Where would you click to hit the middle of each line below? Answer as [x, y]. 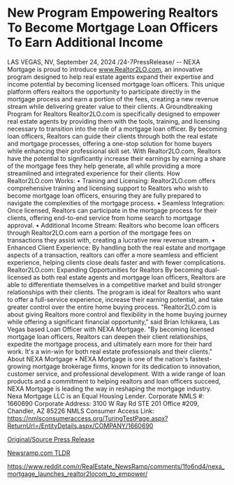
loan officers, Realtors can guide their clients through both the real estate [112, 136]
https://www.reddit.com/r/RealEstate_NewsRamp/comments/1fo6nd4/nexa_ [116, 466]
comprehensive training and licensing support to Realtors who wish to [108, 188]
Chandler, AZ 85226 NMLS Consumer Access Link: [81, 411]
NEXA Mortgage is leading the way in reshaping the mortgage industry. [110, 389]
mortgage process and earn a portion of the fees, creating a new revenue [113, 99]
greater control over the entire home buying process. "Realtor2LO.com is [112, 307]
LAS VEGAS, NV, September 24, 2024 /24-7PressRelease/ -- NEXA [104, 61]
